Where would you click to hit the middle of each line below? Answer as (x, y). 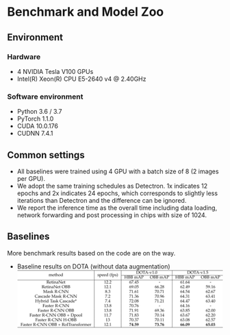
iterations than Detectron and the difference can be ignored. (102, 200)
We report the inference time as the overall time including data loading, (117, 208)
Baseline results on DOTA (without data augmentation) (93, 266)
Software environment (45, 97)
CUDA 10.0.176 (37, 126)
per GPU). (31, 178)
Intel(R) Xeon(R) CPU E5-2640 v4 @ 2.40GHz (81, 79)
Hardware (24, 57)
